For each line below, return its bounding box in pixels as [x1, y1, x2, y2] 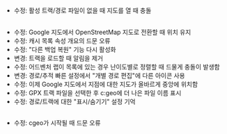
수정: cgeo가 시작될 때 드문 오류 [13, 119, 101, 127]
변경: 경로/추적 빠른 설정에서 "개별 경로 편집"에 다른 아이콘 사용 [13, 71, 186, 79]
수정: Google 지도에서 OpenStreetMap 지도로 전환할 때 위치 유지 [13, 28, 191, 36]
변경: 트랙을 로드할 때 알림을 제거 [13, 53, 103, 62]
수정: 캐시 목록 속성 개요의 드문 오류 [13, 36, 111, 44]
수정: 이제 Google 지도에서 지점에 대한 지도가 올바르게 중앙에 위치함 [13, 80, 198, 88]
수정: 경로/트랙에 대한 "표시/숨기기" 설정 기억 [13, 97, 136, 106]
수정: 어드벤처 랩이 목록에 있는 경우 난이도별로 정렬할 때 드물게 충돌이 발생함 [13, 62, 221, 71]
